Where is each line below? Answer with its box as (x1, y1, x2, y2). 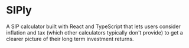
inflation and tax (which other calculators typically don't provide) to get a (6, 29, 183, 36)
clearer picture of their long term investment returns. (6, 35, 134, 42)
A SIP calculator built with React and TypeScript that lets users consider (6, 23, 181, 30)
